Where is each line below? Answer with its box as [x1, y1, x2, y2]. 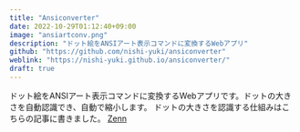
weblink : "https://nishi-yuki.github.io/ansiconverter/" [9, 56, 231, 65]
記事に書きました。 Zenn [33, 113, 128, 124]
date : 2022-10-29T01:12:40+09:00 [9, 22, 137, 31]
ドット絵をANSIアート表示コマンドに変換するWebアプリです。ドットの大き [9, 90, 292, 101]
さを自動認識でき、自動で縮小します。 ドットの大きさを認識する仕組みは [9, 101, 283, 112]
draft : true [9, 65, 55, 74]
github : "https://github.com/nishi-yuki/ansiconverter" [9, 47, 226, 56]
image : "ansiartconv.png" [9, 30, 108, 39]
